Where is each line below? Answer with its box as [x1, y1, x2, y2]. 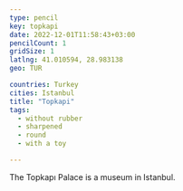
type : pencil [9, 13, 59, 23]
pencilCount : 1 [9, 38, 67, 48]
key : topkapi [9, 22, 59, 31]
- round [17, 130, 47, 140]
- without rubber [17, 114, 83, 123]
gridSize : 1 [9, 47, 54, 56]
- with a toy [17, 139, 67, 148]
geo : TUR [9, 64, 43, 73]
